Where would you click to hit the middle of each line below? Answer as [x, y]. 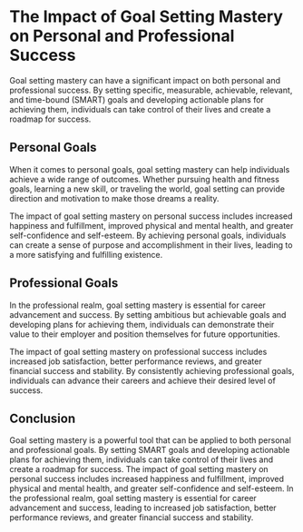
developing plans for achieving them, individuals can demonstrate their [142, 324]
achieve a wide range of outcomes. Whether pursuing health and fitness [144, 179]
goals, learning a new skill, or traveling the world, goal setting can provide [147, 189]
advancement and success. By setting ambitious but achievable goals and [148, 314]
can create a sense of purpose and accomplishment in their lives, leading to [151, 245]
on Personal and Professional [122, 36]
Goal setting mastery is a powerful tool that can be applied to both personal [151, 440]
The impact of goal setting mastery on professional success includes [138, 351]
